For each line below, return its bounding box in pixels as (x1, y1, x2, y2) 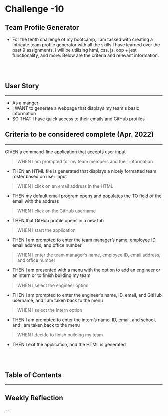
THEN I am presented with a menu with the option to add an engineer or (12, 267, 161, 273)
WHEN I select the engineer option (17, 282, 89, 288)
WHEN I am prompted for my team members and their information (17, 158, 153, 164)
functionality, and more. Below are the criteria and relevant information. (12, 52, 159, 58)
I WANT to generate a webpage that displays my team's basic (12, 105, 140, 111)
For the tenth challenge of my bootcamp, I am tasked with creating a (12, 36, 153, 42)
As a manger (12, 100, 39, 106)
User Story (5, 82, 39, 90)
